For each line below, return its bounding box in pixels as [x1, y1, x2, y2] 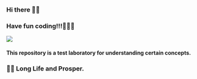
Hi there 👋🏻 [6, 5, 40, 14]
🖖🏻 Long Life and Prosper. [6, 64, 84, 72]
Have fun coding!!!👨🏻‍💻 [6, 21, 75, 30]
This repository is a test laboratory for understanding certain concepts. [6, 49, 191, 57]
